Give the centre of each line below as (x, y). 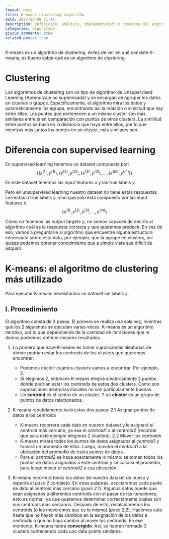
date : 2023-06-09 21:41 (30, 19)
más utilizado (34, 279)
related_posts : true (27, 38)
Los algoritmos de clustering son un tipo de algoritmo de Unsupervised (79, 92)
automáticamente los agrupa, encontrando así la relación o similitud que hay (84, 108)
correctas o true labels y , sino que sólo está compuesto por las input (76, 198)
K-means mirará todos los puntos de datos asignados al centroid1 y (90, 441)
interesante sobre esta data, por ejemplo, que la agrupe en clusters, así (79, 238)
